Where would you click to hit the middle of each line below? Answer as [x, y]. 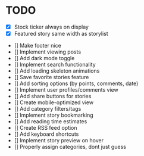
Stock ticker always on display [51, 27]
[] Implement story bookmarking [54, 115]
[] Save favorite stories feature [51, 77]
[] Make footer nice [38, 46]
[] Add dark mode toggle [44, 58]
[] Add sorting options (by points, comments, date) [76, 83]
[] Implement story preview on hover [59, 141]
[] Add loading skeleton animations [57, 71]
